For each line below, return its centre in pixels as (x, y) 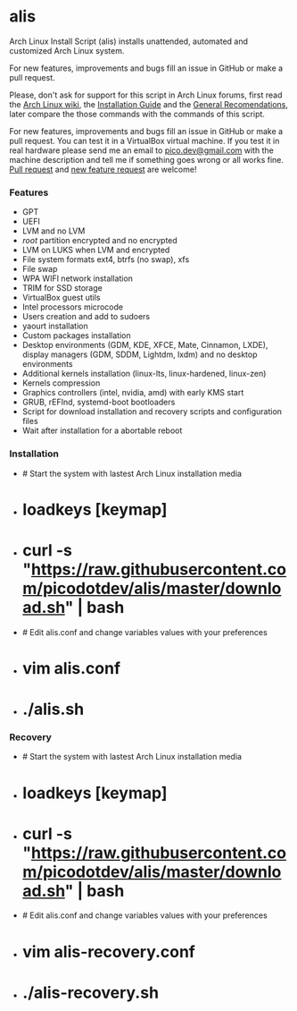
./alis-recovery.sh (90, 993)
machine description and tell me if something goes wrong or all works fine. (146, 159)
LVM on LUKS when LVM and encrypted (96, 250)
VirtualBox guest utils (61, 298)
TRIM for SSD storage (62, 288)
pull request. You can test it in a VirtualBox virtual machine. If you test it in (144, 140)
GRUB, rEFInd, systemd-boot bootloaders (99, 402)
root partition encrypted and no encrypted (100, 241)
